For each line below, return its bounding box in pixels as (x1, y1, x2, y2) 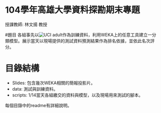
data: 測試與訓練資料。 (12, 86, 58, 92)
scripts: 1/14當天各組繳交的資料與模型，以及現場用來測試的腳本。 (12, 92, 143, 98)
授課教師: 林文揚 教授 (5, 21, 47, 27)
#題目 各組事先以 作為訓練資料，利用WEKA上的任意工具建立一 (5, 32, 152, 38)
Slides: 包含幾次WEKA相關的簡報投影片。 (12, 80, 95, 86)
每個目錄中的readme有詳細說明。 (5, 102, 72, 108)
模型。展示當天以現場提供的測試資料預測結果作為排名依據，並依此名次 (9, 38, 150, 44)
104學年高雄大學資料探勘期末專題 (5, 4, 140, 16)
